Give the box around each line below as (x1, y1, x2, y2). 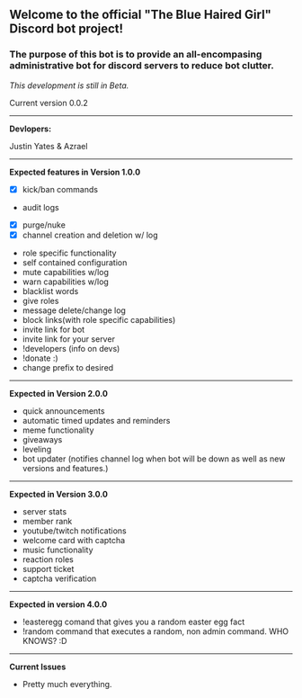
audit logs (22, 201, 60, 212)
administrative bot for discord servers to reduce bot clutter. (9, 59, 274, 72)
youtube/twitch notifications (22, 525, 128, 536)
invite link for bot (22, 324, 85, 335)
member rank (22, 515, 73, 526)
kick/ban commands (22, 183, 99, 194)
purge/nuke (22, 219, 66, 230)
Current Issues (9, 661, 67, 672)
